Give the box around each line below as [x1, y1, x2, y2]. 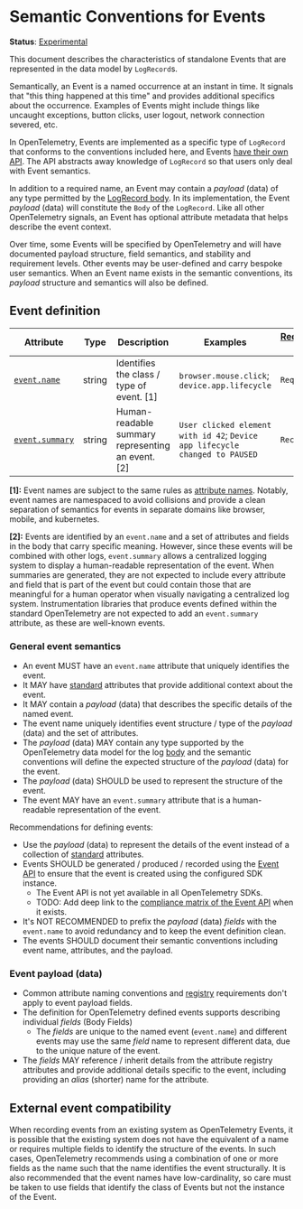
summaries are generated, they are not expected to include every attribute [9, 569, 286, 580]
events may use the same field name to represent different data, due [35, 1036, 290, 1046]
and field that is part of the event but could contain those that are [9, 579, 252, 590]
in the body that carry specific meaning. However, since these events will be [9, 540, 293, 552]
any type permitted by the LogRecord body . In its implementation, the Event [9, 192, 290, 203]
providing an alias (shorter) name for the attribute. [22, 1074, 209, 1085]
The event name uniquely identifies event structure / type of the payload [22, 718, 293, 729]
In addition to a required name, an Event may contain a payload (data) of [9, 182, 279, 193]
